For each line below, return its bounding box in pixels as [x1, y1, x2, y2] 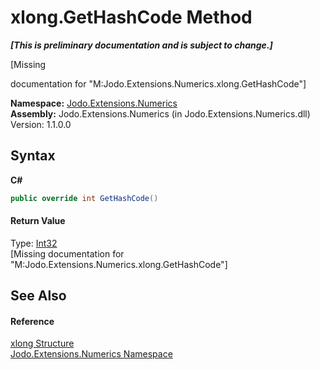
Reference [10, 315, 55, 327]
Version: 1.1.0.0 [10, 118, 72, 130]
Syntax [10, 147, 56, 165]
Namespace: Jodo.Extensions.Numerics [10, 97, 178, 109]
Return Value [10, 215, 66, 227]
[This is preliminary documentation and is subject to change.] [10, 39, 273, 51]
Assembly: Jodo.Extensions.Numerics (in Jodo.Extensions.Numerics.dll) [10, 107, 311, 120]
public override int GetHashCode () [10, 193, 159, 203]
